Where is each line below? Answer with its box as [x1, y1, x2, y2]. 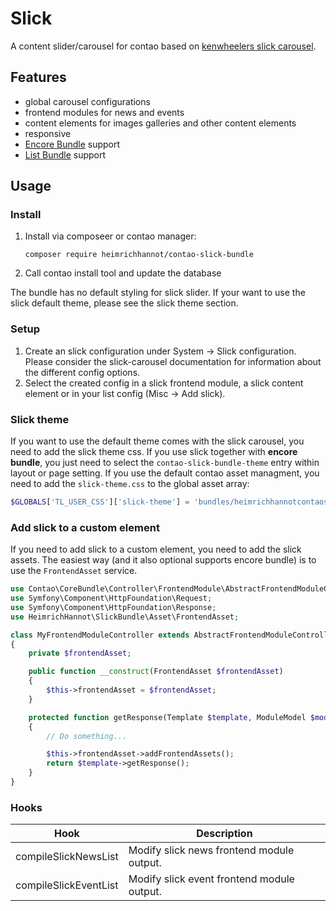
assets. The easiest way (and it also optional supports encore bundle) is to [10, 554, 317, 566]
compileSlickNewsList [15, 850, 119, 864]
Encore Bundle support [24, 138, 121, 150]
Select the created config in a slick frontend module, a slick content [24, 377, 304, 389]
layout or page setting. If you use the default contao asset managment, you [10, 467, 320, 479]
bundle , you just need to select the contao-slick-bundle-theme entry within [10, 457, 320, 469]
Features [10, 69, 67, 86]
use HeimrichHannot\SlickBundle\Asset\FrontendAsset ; [10, 612, 240, 622]
